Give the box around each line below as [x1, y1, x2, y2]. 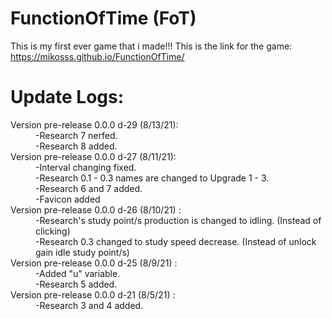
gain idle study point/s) [35, 246, 130, 258]
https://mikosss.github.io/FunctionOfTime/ [10, 50, 185, 62]
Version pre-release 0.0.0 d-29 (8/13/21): [10, 118, 179, 131]
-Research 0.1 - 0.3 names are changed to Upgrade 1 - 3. [35, 172, 270, 184]
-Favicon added [35, 193, 101, 205]
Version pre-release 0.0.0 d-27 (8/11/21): [10, 150, 177, 162]
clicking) [35, 225, 71, 237]
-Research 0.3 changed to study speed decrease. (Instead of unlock [35, 235, 317, 247]
